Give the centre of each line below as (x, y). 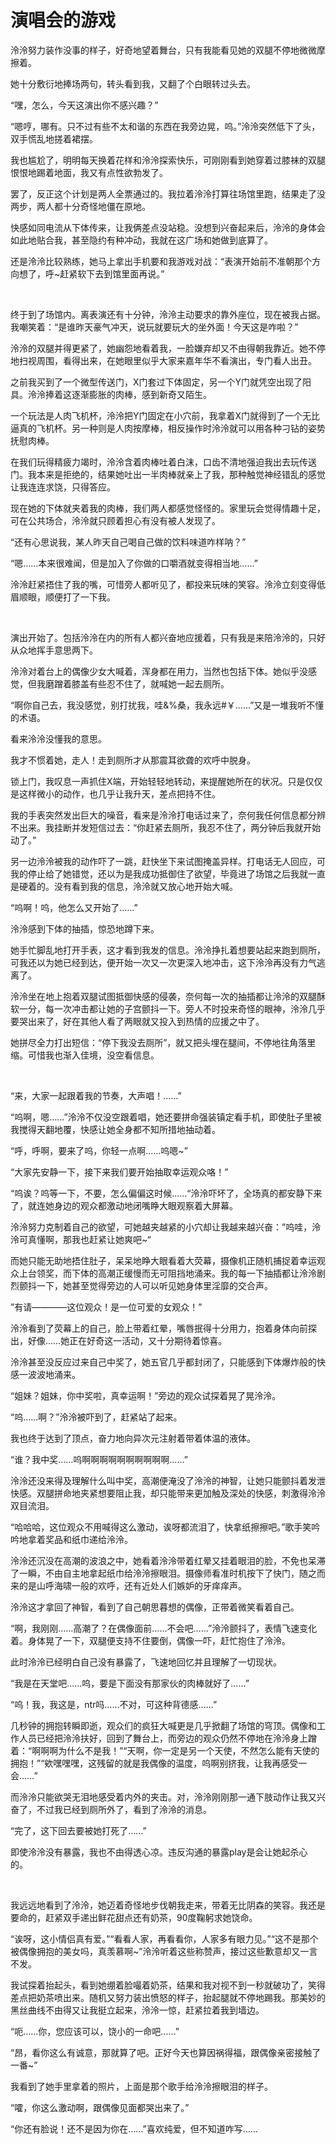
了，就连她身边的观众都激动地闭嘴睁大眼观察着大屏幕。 (124, 1205)
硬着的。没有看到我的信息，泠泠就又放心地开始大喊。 (128, 886)
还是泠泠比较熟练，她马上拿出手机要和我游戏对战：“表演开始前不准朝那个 (161, 261)
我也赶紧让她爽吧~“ (111, 1239)
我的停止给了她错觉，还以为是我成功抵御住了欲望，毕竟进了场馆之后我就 (159, 873)
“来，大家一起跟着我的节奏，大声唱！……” (96, 1095)
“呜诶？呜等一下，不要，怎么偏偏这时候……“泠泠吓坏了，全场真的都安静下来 (166, 1193)
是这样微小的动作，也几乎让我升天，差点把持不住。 (115, 793)
